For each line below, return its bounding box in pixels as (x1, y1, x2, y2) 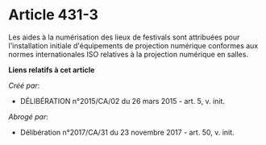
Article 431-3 (8, 6, 99, 24)
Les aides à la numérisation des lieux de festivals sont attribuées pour (8, 32, 240, 42)
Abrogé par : (8, 111, 48, 122)
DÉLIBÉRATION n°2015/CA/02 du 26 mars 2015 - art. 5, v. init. (19, 96, 226, 106)
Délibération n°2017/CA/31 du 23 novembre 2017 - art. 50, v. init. (19, 127, 235, 137)
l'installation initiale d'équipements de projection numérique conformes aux (8, 40, 259, 50)
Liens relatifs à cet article (8, 64, 95, 74)
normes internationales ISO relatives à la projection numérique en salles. (8, 49, 248, 59)
